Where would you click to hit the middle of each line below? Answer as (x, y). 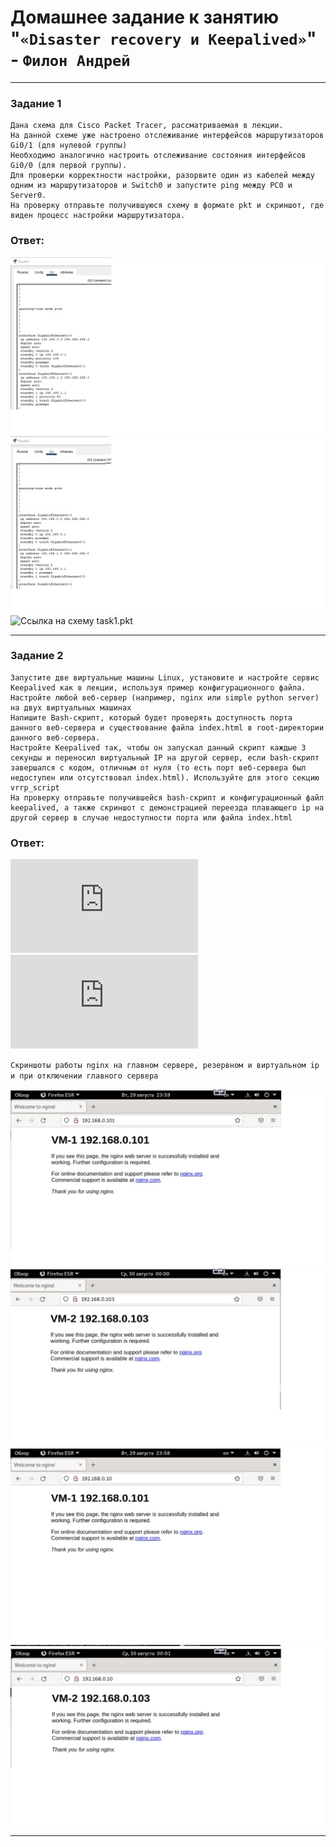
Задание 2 (37, 656)
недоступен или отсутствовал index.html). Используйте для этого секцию (165, 777)
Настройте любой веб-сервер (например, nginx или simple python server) (165, 697)
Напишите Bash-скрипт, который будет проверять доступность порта (151, 717)
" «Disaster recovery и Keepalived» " (163, 38)
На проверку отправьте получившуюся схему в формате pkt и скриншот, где (167, 206)
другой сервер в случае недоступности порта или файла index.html (151, 817)
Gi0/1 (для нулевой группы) (69, 146)
